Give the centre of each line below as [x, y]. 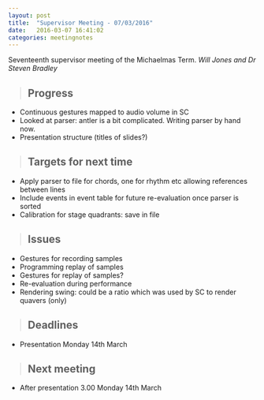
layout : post [30, 15]
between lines [42, 189]
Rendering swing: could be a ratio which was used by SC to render [128, 292]
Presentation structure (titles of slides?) [84, 137]
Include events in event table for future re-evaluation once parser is [129, 197]
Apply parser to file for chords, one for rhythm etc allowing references [134, 181]
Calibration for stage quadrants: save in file [89, 215]
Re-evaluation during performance [76, 283]
